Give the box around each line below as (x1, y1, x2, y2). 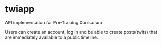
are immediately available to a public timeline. (5, 34, 98, 40)
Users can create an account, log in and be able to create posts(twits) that (5, 29, 158, 35)
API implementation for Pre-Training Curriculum (5, 20, 103, 25)
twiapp (5, 3, 35, 15)
